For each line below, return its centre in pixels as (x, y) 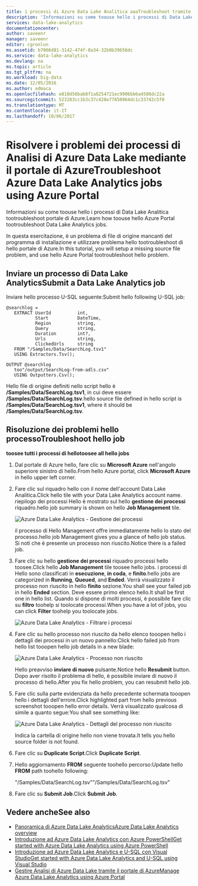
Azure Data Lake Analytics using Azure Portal (70, 877)
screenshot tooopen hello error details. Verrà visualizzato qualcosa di (99, 706)
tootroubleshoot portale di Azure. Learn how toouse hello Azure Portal (90, 218)
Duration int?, (63, 334)
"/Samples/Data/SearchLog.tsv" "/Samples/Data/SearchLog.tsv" (92, 782)
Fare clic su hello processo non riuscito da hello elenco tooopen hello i (100, 634)
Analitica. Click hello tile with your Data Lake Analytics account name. (98, 495)
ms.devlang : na (25, 61)
